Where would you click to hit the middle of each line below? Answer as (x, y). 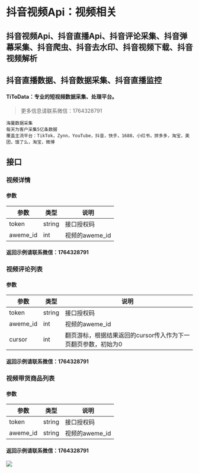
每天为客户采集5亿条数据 (32, 130)
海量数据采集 (20, 123)
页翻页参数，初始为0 (94, 344)
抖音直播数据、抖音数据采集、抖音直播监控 (84, 80)
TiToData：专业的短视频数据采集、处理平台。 (62, 96)
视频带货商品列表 (31, 378)
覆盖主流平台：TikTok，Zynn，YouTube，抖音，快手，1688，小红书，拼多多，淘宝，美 (98, 136)
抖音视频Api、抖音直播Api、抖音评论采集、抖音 (93, 36)
